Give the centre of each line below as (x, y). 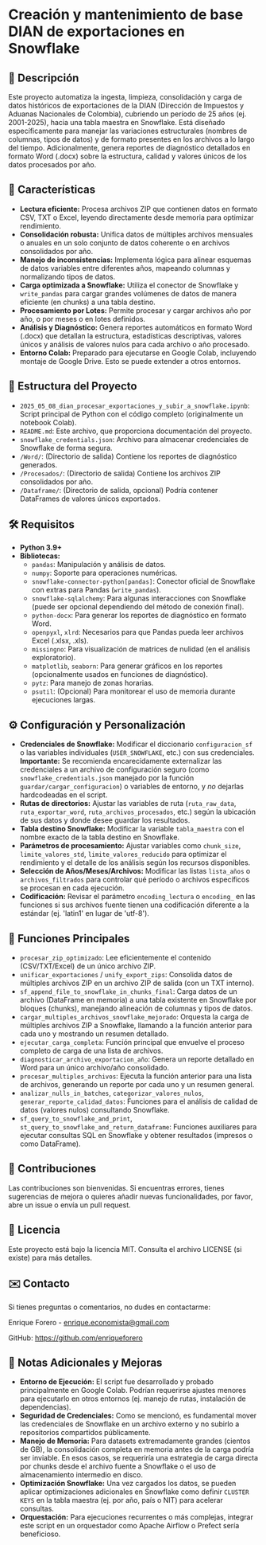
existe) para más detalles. (50, 1258)
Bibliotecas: (40, 556)
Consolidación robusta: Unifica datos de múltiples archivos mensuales (136, 234)
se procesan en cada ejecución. (72, 888)
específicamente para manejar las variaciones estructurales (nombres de (128, 131)
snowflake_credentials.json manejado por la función (107, 778)
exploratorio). (54, 658)
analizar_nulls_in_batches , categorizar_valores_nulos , (112, 1093)
